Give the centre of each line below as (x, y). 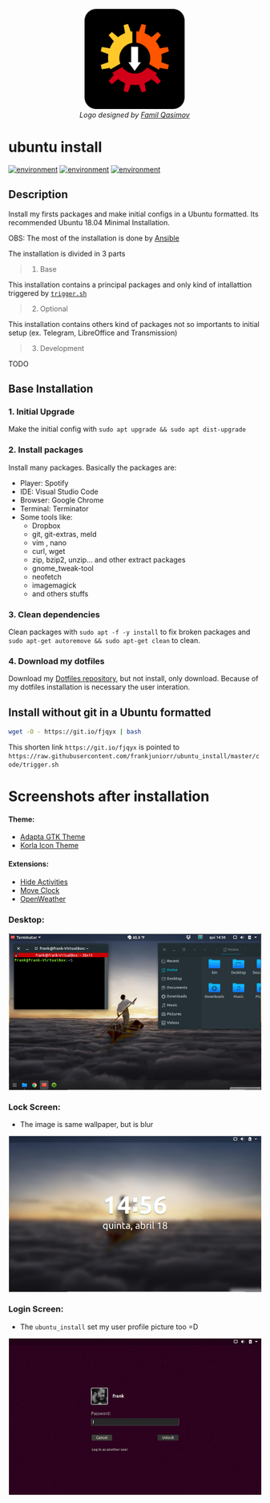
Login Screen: (36, 1309)
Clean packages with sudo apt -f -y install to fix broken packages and (129, 632)
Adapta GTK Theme (52, 837)
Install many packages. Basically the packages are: (93, 467)
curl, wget (48, 551)
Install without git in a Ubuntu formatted (110, 712)
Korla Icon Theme (49, 846)
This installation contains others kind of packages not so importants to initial (134, 324)
